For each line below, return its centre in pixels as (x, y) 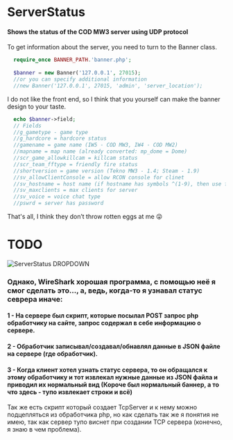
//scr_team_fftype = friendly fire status (76, 164)
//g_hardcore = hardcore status (60, 139)
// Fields (27, 126)
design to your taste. (37, 106)
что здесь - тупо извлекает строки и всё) (70, 392)
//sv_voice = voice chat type (57, 197)
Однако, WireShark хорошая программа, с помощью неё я (112, 282)
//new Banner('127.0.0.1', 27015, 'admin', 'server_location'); (108, 85)
